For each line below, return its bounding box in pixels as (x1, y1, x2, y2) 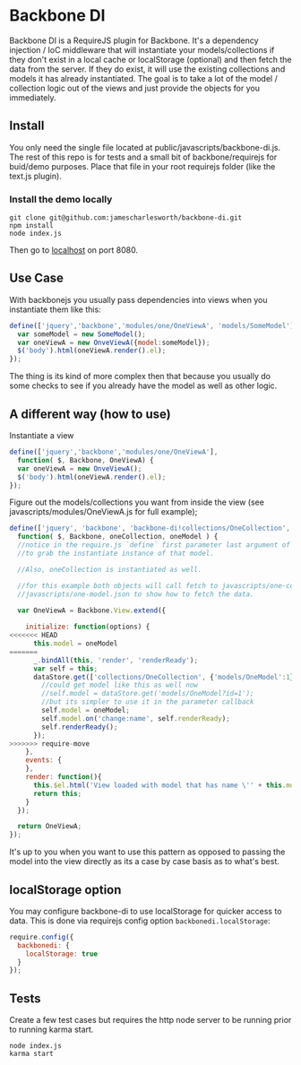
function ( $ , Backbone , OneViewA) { (17, 455, 154, 464)
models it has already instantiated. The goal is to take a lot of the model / (9, 73, 278, 83)
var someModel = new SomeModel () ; (17, 329, 146, 339)
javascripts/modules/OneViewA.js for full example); (9, 507, 198, 517)
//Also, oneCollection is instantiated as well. (17, 565, 202, 574)
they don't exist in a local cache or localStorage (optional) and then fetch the (9, 54, 292, 65)
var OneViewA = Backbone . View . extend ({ (17, 606, 167, 615)
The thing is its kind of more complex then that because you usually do (9, 371, 271, 382)
